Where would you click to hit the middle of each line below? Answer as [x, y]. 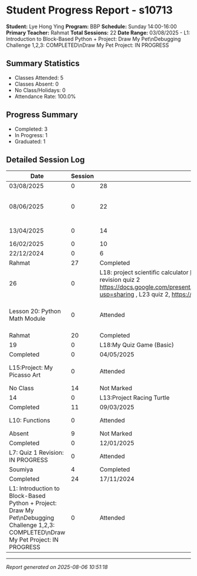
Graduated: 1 [30, 141]
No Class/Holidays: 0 [40, 90]
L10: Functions [30, 421]
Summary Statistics [43, 64]
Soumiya [21, 469]
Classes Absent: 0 [36, 84]
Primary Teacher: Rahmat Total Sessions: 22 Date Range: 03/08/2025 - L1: [98, 32]
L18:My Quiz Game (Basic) [137, 345]
